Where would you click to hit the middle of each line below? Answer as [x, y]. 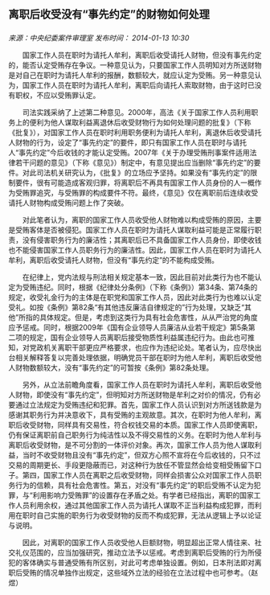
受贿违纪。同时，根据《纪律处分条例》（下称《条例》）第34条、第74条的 [140, 287]
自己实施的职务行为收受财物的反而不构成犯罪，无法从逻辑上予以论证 [149, 515]
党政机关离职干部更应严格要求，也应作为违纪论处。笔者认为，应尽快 [142, 347]
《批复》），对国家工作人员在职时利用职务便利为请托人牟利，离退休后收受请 [131, 133]
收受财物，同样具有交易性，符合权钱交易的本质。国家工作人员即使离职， [142, 425]
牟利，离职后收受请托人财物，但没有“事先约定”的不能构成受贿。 [114, 261]
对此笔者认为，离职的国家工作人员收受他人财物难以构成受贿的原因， [135, 220]
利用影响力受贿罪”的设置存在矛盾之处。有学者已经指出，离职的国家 [143, 495]
